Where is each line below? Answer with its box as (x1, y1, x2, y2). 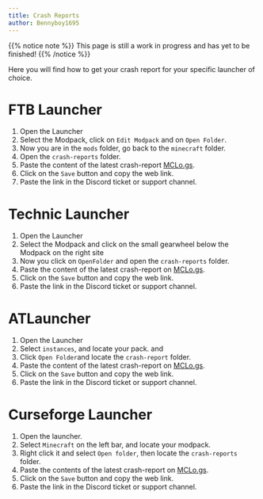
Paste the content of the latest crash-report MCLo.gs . (19, 160, 196, 170)
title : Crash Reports (8, 11, 80, 20)
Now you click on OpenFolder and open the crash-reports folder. (19, 257, 230, 266)
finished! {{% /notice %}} (8, 49, 91, 59)
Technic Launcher (8, 205, 130, 223)
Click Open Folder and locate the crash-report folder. (19, 352, 192, 362)
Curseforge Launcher (8, 406, 153, 424)
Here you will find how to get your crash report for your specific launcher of (8, 64, 255, 74)
